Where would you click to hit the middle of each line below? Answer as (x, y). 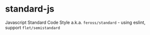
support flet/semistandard (33, 27)
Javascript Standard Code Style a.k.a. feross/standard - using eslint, (75, 22)
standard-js (30, 9)
